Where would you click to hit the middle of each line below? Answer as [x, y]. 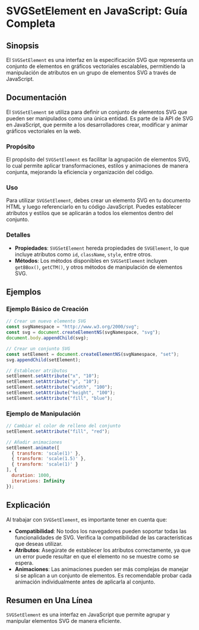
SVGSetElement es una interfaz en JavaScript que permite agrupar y [88, 615]
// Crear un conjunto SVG [38, 349]
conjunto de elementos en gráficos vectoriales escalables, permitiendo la [96, 66]
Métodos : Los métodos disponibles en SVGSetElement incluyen [91, 260]
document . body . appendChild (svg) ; [48, 338]
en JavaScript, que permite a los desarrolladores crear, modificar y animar [97, 125]
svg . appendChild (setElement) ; [44, 360]
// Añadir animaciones [34, 442]
